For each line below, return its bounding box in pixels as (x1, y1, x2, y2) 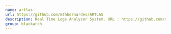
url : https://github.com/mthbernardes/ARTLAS (5, 12, 103, 17)
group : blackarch (5, 21, 42, 26)
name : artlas (5, 7, 33, 12)
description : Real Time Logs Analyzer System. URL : (5, 16, 120, 21)
